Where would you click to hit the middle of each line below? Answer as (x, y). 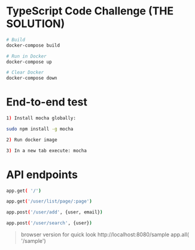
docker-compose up (29, 62)
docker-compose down (32, 78)
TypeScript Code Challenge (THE (90, 11)
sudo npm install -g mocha (40, 129)
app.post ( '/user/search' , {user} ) (49, 223)
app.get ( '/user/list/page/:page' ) (49, 201)
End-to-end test (47, 102)
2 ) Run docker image (32, 140)
